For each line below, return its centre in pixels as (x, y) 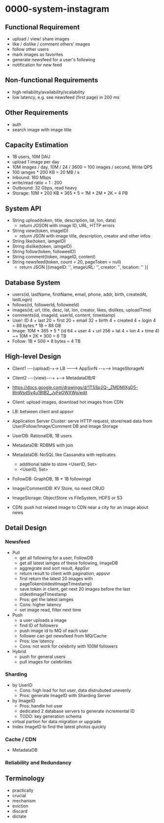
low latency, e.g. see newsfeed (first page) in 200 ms (66, 97)
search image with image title (42, 129)
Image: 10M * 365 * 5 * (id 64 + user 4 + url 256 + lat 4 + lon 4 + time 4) (86, 331)
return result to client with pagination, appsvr (65, 573)
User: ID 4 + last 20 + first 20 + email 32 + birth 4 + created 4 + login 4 (84, 320)
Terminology (25, 779)
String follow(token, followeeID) (44, 252)
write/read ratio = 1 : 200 (37, 183)
